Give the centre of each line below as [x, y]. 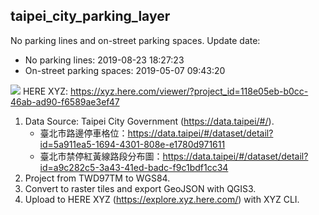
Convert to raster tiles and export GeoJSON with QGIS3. [140, 188]
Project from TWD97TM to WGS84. [97, 178]
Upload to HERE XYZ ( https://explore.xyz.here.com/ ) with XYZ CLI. [162, 199]
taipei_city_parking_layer [90, 16]
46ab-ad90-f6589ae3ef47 [65, 101]
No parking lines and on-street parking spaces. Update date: [135, 40]
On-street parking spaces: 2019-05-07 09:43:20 [125, 70]
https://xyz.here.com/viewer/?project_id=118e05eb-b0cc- [189, 91]
